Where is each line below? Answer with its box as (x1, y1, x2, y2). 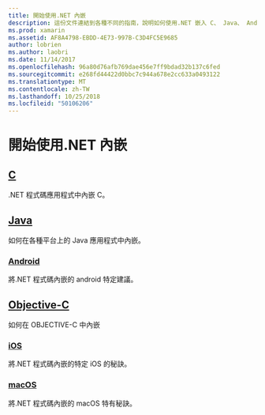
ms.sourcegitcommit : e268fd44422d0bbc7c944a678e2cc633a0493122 (8, 70, 221, 78)
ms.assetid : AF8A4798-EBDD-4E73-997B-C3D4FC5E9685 (8, 33, 178, 42)
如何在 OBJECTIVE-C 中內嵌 (8, 320, 100, 330)
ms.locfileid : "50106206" (8, 100, 93, 108)
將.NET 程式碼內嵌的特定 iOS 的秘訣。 (8, 359, 132, 368)
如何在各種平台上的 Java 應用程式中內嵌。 (8, 235, 146, 245)
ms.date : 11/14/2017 (8, 56, 77, 64)
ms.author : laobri (8, 48, 69, 56)
